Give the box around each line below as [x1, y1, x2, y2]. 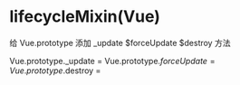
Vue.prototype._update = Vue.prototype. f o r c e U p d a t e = [9, 55, 216, 66]
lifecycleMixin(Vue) [9, 6, 161, 27]
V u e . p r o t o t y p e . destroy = [9, 65, 101, 76]
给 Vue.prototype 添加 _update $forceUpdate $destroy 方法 [9, 37, 231, 48]
